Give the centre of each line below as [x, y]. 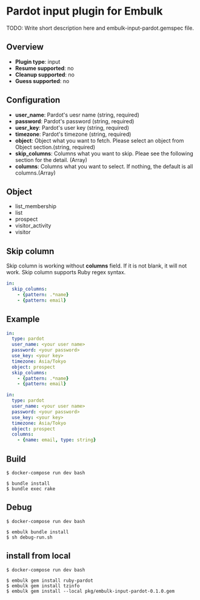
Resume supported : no [44, 68]
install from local [38, 556]
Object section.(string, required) [55, 147]
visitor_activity [33, 226]
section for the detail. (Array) [51, 160]
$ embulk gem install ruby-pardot [50, 581]
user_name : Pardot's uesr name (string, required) [77, 115]
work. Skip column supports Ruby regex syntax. [66, 272]
